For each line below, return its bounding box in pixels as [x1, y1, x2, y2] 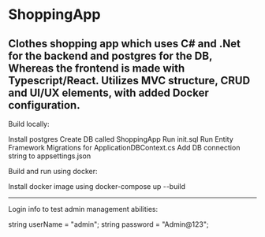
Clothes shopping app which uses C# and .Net [8, 37, 241, 50]
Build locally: [8, 120, 50, 128]
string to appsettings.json [8, 151, 91, 161]
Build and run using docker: [8, 167, 98, 176]
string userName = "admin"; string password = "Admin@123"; [8, 220, 209, 229]
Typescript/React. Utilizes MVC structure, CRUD [8, 73, 251, 87]
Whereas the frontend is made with [8, 61, 185, 75]
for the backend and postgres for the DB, [8, 49, 213, 62]
